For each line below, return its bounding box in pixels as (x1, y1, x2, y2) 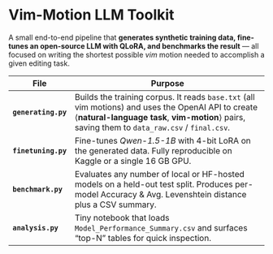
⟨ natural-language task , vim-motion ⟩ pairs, (74, 111, 246, 123)
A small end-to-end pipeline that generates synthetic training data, (8, 32, 236, 42)
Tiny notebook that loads (74, 212, 170, 223)
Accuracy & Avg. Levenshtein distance (100, 188, 247, 200)
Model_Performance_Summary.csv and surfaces (74, 222, 248, 233)
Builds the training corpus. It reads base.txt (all (74, 91, 255, 102)
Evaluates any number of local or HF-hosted (74, 168, 245, 179)
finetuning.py (12, 146, 67, 155)
